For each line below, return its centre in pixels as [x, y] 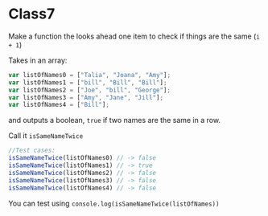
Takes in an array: [38, 60]
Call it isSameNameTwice [46, 136]
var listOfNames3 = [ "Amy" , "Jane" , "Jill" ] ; [86, 97]
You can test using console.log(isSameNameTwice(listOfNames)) [114, 203]
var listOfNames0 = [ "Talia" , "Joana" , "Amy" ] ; [90, 75]
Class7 [32, 14]
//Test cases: [32, 151]
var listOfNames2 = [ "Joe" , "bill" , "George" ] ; [90, 90]
